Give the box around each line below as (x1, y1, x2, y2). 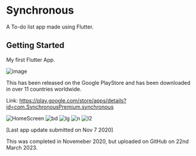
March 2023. (6, 144, 38, 151)
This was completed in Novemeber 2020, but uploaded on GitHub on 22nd (6, 138, 189, 145)
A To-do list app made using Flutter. (6, 23, 94, 30)
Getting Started (6, 40, 65, 50)
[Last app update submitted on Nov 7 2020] (6, 126, 113, 133)
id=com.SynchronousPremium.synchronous (6, 103, 114, 110)
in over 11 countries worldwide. (6, 85, 82, 93)
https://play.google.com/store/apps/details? (19, 97, 127, 104)
